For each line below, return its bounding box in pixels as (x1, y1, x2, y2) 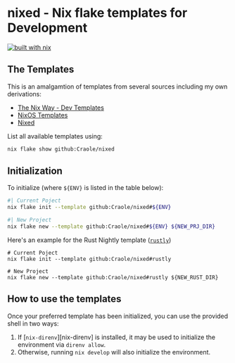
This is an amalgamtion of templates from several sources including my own (7, 82, 228, 91)
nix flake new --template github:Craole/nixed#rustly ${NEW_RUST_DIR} (7, 274, 219, 281)
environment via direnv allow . (17, 340, 106, 349)
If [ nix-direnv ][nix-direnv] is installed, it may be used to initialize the (17, 333, 216, 341)
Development (7, 20, 88, 36)
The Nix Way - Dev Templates (17, 103, 104, 112)
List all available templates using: (7, 132, 103, 140)
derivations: (7, 89, 42, 98)
